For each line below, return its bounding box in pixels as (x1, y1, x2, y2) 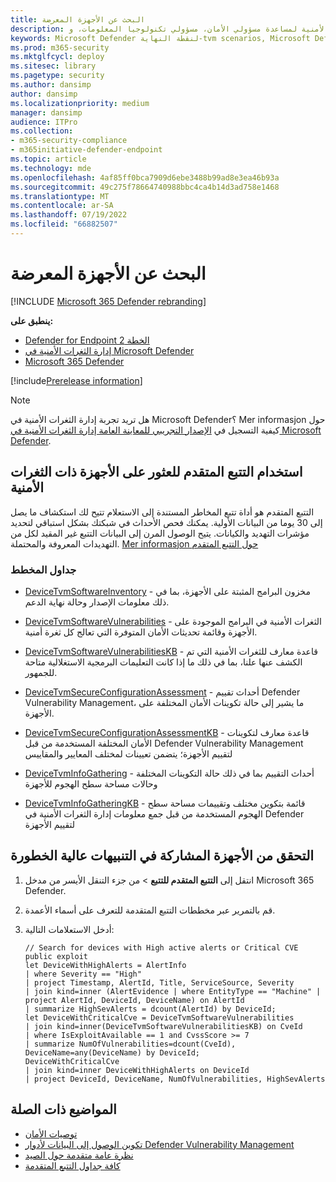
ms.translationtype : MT (10, 191, 110, 201)
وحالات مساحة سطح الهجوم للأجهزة (24, 777, 158, 790)
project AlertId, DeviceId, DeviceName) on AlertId (24, 995, 245, 1005)
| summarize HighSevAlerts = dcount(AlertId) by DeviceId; (24, 1004, 277, 1014)
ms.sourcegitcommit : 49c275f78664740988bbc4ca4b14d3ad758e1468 (10, 182, 280, 192)
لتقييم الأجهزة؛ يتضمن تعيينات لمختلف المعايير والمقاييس (24, 747, 233, 760)
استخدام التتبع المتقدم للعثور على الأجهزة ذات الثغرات (10, 464, 303, 481)
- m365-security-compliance (10, 136, 128, 146)
